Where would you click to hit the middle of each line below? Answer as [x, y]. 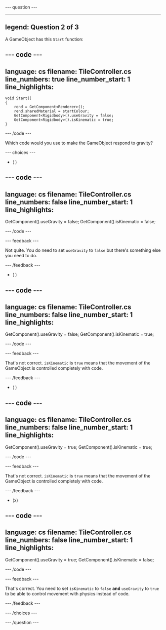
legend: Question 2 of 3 [42, 27]
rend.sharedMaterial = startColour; [52, 111]
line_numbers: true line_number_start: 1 [68, 79]
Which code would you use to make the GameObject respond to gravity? [79, 143]
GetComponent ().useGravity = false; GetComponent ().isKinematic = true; [80, 334]
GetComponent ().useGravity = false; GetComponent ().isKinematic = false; [80, 222]
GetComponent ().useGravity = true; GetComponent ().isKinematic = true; [79, 447]
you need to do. [21, 256]
